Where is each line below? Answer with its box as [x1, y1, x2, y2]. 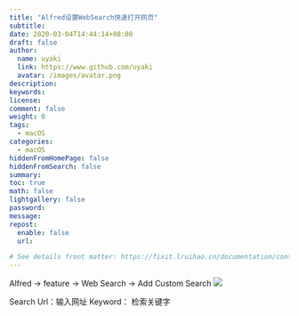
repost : [9, 220, 38, 229]
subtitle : [9, 21, 46, 30]
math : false [9, 187, 53, 196]
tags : [9, 121, 29, 130]
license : [9, 95, 42, 105]
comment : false [9, 104, 66, 113]
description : [9, 79, 58, 88]
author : [9, 46, 38, 55]
